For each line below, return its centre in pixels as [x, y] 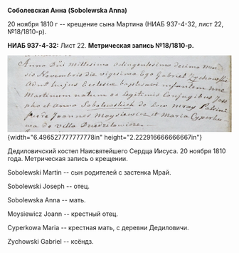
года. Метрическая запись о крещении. [68, 159]
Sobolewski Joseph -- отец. [49, 186]
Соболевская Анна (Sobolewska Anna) [68, 10]
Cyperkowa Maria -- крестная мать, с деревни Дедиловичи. [99, 228]
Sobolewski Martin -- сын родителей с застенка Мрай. [90, 172]
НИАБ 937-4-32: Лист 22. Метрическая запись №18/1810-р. [101, 45]
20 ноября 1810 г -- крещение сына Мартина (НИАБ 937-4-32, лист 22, [116, 24]
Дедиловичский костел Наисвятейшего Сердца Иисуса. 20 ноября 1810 [117, 151]
